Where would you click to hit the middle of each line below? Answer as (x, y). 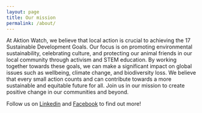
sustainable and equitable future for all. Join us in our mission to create (96, 86)
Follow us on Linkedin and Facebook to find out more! (74, 104)
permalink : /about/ (31, 23)
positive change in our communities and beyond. (68, 92)
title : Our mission (31, 18)
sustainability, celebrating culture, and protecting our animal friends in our (99, 53)
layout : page (23, 12)
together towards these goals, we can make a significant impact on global (99, 66)
